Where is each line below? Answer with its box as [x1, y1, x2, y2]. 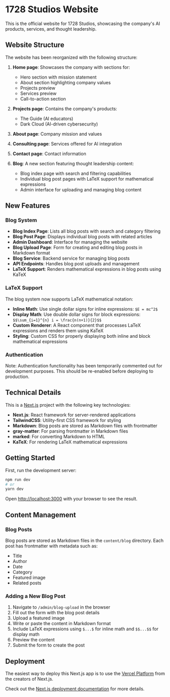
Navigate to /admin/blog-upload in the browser [12, 604, 111, 610]
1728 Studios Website [5, 4, 99, 15]
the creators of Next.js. [5, 676, 53, 682]
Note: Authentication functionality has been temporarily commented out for [5, 363, 162, 369]
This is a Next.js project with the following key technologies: [5, 402, 131, 408]
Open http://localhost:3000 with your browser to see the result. [5, 496, 138, 502]
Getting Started [5, 454, 55, 462]
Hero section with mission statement [20, 74, 97, 80]
